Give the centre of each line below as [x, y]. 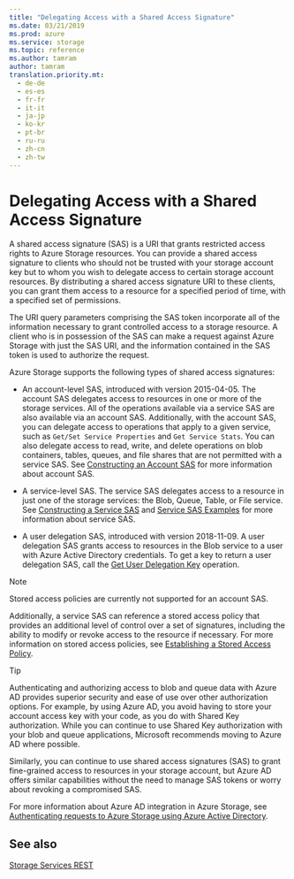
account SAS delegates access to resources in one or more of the [142, 399]
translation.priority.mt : [57, 75]
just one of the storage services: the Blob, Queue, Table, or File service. [152, 501]
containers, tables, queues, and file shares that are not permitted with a [152, 455]
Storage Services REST [52, 865]
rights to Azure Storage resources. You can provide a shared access [133, 254]
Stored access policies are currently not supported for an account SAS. [139, 599]
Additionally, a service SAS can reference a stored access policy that [135, 616]
